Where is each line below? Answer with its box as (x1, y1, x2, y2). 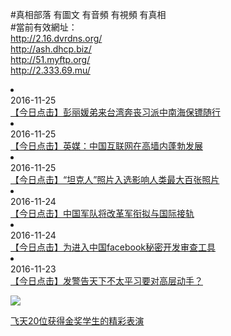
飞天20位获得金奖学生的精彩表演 (10, 315, 145, 327)
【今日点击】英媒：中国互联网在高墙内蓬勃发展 (10, 140, 203, 152)
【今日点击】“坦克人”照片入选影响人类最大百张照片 (10, 174, 220, 185)
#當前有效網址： (10, 21, 78, 33)
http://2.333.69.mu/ (10, 64, 91, 76)
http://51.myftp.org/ (10, 54, 91, 65)
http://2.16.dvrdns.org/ (10, 33, 103, 44)
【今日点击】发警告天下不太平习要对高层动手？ (10, 275, 203, 287)
